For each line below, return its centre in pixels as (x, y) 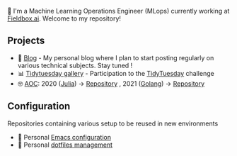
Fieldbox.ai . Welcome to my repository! (64, 18)
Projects (26, 41)
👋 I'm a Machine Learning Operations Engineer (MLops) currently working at (118, 11)
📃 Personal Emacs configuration (64, 137)
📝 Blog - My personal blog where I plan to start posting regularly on (116, 57)
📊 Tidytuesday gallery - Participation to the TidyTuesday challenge (116, 73)
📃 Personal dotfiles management (65, 145)
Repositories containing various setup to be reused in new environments (113, 123)
